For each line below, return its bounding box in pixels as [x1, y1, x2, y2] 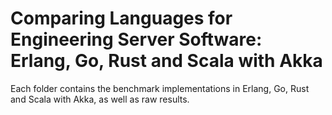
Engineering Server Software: [10, 28, 263, 51]
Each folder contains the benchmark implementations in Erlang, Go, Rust [10, 82, 310, 94]
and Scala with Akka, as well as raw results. [10, 93, 190, 105]
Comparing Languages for [10, 7, 233, 30]
